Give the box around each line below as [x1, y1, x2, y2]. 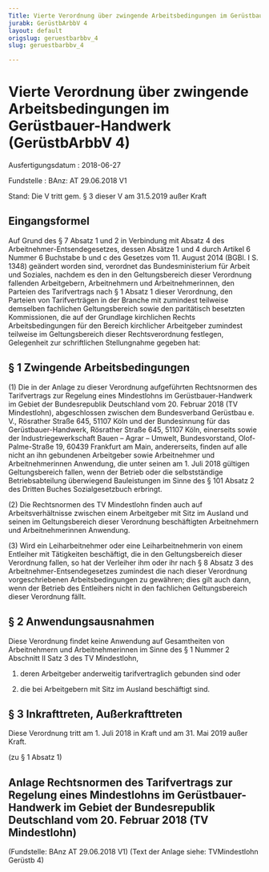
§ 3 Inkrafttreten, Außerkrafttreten [8, 707, 183, 721]
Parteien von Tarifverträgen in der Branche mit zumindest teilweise [8, 295, 229, 305]
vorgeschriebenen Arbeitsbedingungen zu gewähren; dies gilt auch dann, [8, 574, 251, 584]
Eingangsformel [8, 214, 90, 228]
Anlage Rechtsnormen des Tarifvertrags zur [8, 775, 233, 789]
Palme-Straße [8, 442, 54, 451]
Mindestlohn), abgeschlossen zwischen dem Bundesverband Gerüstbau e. [8, 407, 255, 417]
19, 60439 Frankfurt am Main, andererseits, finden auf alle [55, 442, 247, 451]
